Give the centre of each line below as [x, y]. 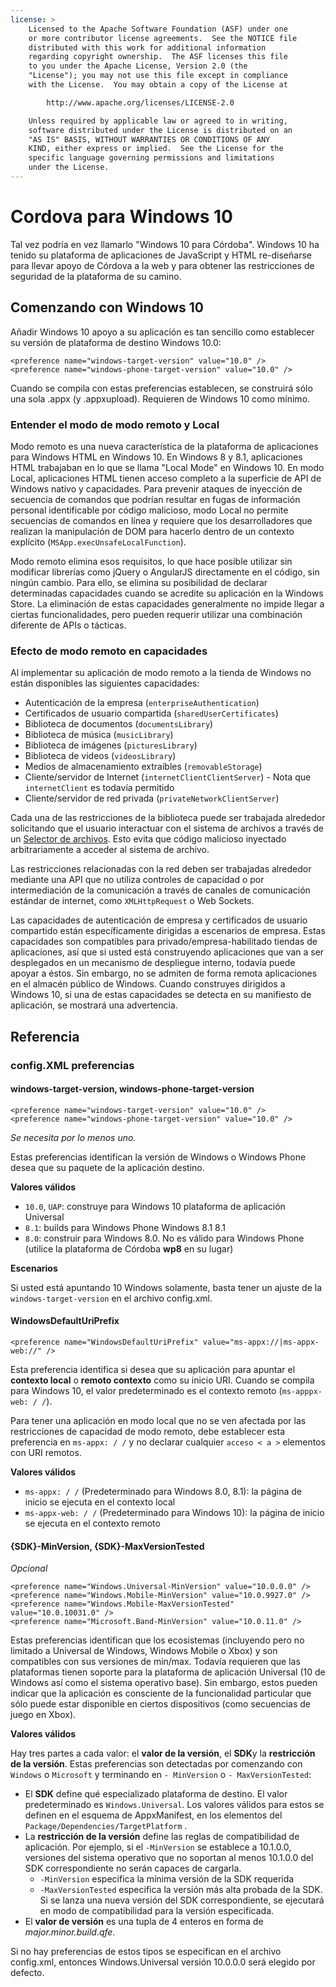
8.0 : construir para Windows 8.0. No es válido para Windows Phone [164, 1238]
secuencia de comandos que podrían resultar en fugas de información [155, 499]
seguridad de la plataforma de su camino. [96, 276]
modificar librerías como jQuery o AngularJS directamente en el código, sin [165, 572]
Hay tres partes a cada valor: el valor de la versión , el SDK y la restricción [163, 1753]
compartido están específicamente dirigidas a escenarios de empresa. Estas [168, 931]
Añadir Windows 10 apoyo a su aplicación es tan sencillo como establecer [162, 332]
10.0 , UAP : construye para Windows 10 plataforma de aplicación [155, 1206]
